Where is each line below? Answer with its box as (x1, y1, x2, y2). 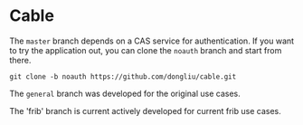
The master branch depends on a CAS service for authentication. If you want (9, 35, 295, 46)
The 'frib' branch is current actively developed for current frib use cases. (9, 105, 282, 116)
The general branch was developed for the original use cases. (9, 88, 241, 99)
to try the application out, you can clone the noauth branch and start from (9, 44, 282, 55)
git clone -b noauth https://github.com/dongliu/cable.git (9, 72, 237, 82)
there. (9, 54, 32, 65)
